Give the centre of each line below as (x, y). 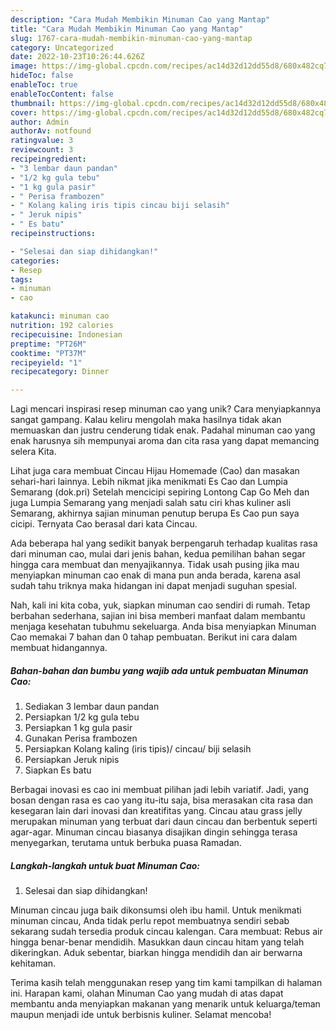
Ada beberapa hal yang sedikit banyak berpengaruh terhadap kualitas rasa (164, 543)
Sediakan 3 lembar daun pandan (92, 707)
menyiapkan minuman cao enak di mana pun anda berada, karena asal (155, 575)
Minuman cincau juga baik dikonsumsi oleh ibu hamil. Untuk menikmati (156, 910)
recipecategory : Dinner (60, 372)
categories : (35, 261)
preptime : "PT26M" (48, 344)
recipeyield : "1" (46, 362)
